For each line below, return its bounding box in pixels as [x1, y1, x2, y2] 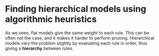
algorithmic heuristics [5, 14, 97, 25]
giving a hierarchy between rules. [5, 45, 74, 51]
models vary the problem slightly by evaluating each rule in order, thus [5, 40, 148, 46]
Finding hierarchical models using [5, 3, 146, 15]
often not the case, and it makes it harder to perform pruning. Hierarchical [5, 35, 155, 41]
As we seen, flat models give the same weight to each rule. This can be [5, 30, 149, 36]
